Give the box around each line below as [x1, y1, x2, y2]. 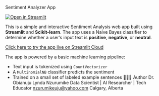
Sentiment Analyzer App [5, 5, 56, 10]
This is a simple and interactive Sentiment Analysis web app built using [5, 24, 153, 30]
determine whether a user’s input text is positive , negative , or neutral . [5, 35, 152, 40]
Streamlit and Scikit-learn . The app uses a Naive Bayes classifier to [5, 29, 147, 35]
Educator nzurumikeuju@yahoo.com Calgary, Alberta [12, 85, 124, 91]
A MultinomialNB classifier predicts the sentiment [12, 69, 115, 75]
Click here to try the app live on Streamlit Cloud [5, 44, 104, 50]
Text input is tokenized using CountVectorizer [12, 64, 108, 69]
